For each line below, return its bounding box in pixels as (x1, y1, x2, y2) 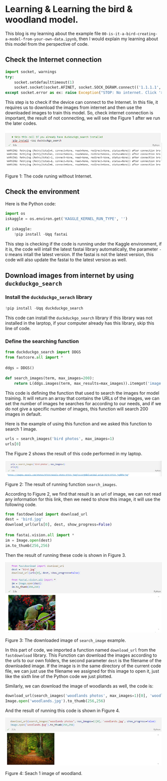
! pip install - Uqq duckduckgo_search (5, 306, 83, 311)
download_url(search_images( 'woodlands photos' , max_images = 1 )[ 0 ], (5, 694, 148, 698)
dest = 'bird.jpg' (5, 517, 43, 522)
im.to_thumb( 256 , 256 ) (5, 543, 50, 548)
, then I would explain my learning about (76, 36, 158, 42)
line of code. (5, 325, 31, 331)
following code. (5, 501, 37, 508)
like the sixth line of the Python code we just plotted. (5, 674, 113, 680)
